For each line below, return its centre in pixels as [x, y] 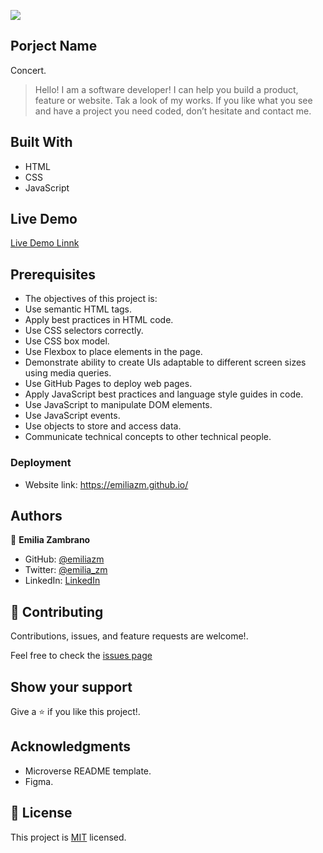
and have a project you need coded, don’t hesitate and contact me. [173, 111]
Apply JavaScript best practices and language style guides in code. [164, 394]
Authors [36, 515]
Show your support [71, 686]
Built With [41, 142]
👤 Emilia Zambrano [50, 540]
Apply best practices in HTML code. [99, 320]
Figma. [39, 781]
